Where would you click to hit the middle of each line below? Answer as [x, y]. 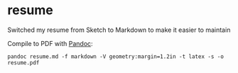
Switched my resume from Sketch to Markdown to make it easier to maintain [119, 30]
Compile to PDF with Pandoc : [50, 43]
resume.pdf [23, 62]
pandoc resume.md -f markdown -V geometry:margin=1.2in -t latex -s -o [115, 56]
